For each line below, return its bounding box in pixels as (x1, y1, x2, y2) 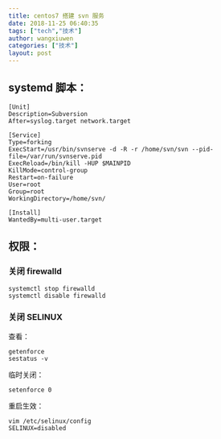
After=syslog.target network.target (8, 117, 131, 125)
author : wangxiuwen (8, 34, 74, 43)
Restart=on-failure (8, 173, 74, 181)
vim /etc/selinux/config (8, 416, 92, 425)
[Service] (8, 130, 42, 139)
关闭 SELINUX (8, 312, 63, 323)
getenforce (8, 347, 45, 355)
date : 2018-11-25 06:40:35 (8, 19, 99, 27)
